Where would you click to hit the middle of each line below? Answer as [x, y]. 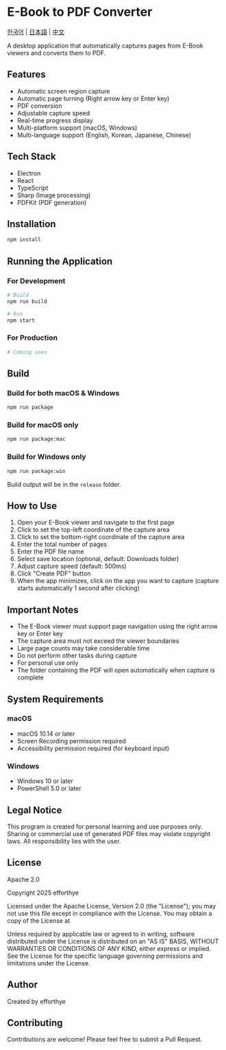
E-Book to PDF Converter [80, 12]
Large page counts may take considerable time [83, 648]
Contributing [35, 1023]
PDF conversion [39, 106]
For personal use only [48, 663]
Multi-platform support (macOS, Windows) [77, 127]
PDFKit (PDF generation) [52, 202]
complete [30, 677]
